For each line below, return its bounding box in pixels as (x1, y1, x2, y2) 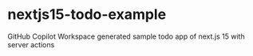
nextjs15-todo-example (7, 6, 167, 24)
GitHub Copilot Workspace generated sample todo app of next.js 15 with (7, 32, 245, 41)
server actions (7, 39, 55, 49)
